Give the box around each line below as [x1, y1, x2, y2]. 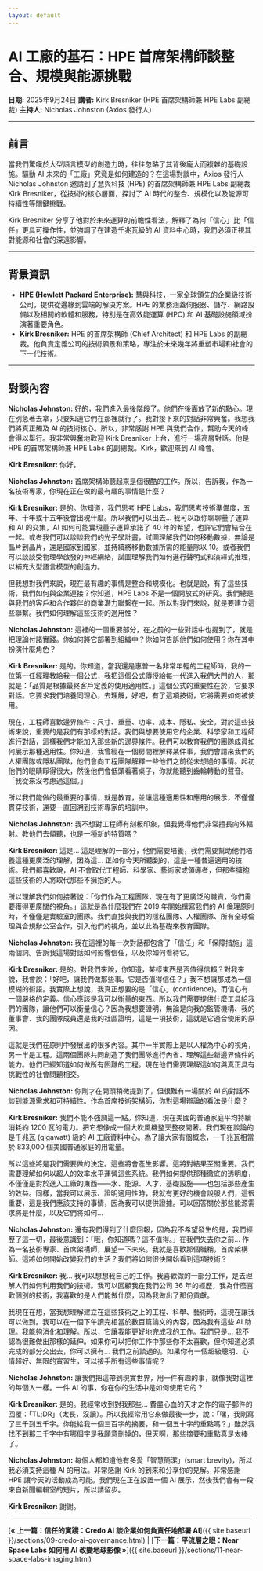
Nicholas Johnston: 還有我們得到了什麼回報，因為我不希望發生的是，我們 [8, 1225, 247, 1234]
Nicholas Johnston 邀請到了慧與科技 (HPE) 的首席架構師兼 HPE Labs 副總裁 [8, 179, 251, 189]
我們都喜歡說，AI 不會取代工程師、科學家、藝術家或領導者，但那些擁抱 [21, 866, 250, 874]
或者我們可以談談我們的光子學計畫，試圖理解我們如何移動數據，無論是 [28, 533, 255, 542]
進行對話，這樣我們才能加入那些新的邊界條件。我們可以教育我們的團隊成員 [8, 737, 248, 746]
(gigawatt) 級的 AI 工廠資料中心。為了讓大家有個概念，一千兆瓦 [37, 1133, 241, 1141]
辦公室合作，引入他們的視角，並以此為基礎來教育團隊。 [34, 921, 214, 931]
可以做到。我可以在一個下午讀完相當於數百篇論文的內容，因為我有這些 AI [8, 1317, 243, 1326]
